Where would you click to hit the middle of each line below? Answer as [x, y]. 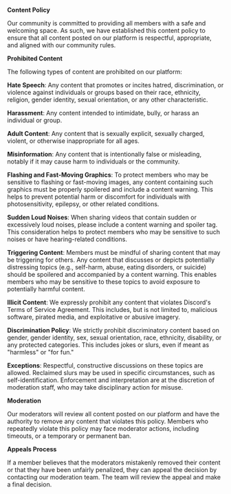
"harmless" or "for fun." [41, 352]
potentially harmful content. [46, 289]
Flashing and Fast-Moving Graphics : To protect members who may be [108, 175]
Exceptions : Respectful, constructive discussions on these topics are [105, 366]
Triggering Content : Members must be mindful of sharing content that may [114, 252]
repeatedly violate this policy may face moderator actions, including [103, 428]
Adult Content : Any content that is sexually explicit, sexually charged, [106, 134]
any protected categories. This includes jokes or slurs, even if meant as [108, 345]
